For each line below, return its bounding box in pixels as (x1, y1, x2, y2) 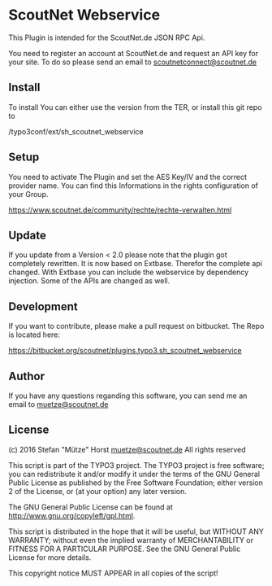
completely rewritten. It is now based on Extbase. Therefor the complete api (8, 259, 262, 269)
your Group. (8, 189, 49, 199)
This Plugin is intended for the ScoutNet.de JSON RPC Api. (8, 33, 205, 42)
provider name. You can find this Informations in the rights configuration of (8, 181, 258, 190)
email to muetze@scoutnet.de (8, 400, 109, 409)
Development (8, 300, 79, 313)
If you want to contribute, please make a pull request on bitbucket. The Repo (8, 321, 265, 331)
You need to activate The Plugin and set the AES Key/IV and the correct (8, 172, 248, 181)
